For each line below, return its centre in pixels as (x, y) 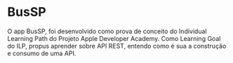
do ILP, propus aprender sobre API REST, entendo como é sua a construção (117, 46)
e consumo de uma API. (42, 53)
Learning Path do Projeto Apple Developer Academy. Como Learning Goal (114, 38)
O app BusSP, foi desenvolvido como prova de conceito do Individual (107, 31)
